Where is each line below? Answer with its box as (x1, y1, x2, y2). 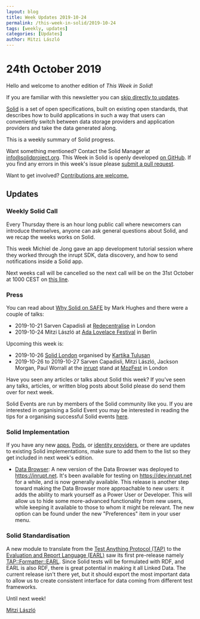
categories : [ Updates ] (6, 31, 63, 37)
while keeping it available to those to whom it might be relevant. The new (14, 504, 195, 511)
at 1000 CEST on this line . (6, 276, 70, 283)
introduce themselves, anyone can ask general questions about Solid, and (6, 227, 188, 234)
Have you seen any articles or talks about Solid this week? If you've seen (6, 376, 186, 383)
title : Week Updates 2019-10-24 (6, 14, 87, 20)
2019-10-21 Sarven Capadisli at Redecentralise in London (14, 322, 156, 329)
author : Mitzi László (6, 36, 60, 42)
